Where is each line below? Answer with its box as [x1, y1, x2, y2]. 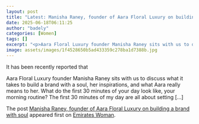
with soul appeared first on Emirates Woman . [6, 111, 116, 118]
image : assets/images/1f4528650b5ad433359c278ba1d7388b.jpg [6, 47, 158, 53]
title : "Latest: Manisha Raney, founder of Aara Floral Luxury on [6, 14, 174, 20]
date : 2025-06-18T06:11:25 [6, 19, 73, 25]
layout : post [6, 8, 38, 15]
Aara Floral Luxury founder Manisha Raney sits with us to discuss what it [6, 74, 184, 81]
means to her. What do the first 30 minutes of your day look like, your [6, 87, 175, 94]
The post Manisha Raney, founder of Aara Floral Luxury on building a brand [6, 105, 190, 112]
